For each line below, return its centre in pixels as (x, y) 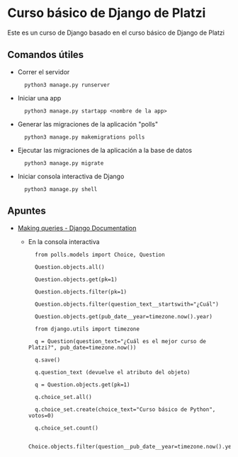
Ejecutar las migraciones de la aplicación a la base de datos (105, 150)
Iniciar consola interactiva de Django (71, 176)
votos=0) (41, 415)
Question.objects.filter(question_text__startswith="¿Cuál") (127, 304)
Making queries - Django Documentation (77, 228)
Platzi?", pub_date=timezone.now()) (82, 347)
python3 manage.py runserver (67, 85)
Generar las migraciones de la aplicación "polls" (87, 124)
